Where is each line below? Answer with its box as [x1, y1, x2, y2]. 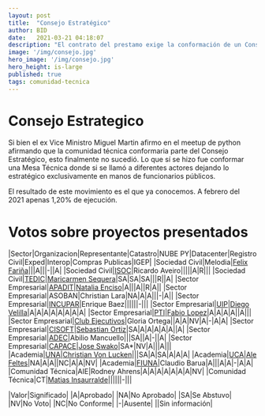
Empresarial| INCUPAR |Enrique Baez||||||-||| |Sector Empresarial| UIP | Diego [8, 300, 250, 309]
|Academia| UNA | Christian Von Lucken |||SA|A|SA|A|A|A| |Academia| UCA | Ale [8, 350, 257, 360]
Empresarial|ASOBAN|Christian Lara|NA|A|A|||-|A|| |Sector [8, 291, 200, 301]
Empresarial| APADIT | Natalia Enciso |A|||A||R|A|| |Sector [8, 282, 188, 293]
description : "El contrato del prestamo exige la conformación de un [8, 41, 242, 49]
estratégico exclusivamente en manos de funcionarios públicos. [8, 172, 216, 181]
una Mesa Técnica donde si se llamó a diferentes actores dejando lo [8, 163, 230, 172]
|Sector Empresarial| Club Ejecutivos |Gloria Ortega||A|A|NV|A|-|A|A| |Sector [8, 316, 254, 326]
